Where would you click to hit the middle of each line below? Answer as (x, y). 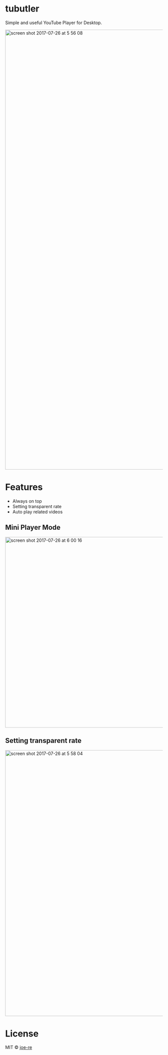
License (22, 1033)
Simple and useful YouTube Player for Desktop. (54, 23)
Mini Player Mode (33, 527)
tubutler (22, 9)
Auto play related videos (37, 512)
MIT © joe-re (19, 1047)
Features (24, 487)
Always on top (27, 501)
